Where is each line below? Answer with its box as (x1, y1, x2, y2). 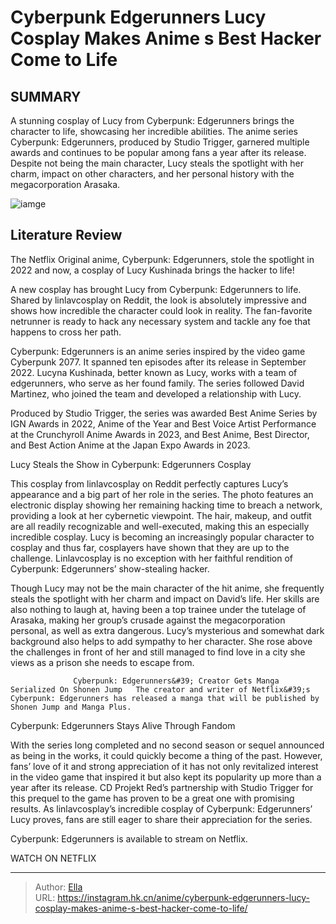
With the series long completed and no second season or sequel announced (10, 739, 325, 751)
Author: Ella (34, 881, 83, 893)
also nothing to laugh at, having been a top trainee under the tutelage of (10, 603, 307, 615)
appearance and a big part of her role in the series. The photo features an (10, 488, 314, 500)
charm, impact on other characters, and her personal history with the (10, 168, 295, 180)
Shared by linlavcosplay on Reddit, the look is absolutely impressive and (10, 294, 307, 306)
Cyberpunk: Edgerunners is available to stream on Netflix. (10, 832, 248, 845)
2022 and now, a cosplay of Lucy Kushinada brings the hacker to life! (10, 264, 295, 276)
